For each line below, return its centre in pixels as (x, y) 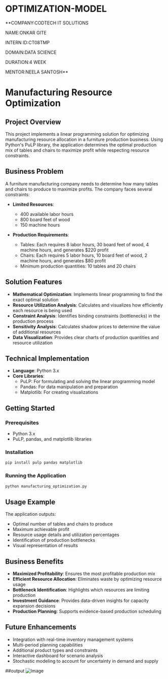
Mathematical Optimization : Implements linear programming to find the (88, 294)
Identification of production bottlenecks (54, 540)
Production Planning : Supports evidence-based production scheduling (87, 612)
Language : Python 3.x (36, 371)
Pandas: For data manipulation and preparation (69, 387)
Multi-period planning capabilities (48, 645)
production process (33, 321)
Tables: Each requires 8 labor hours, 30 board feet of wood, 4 (85, 244)
